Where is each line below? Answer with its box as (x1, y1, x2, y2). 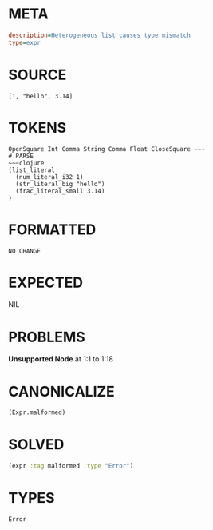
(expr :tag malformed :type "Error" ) (8, 462, 134, 470)
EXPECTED (8, 273, 84, 292)
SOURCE (8, 66, 67, 84)
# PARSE (8, 152, 34, 160)
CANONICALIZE (8, 382, 116, 400)
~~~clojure (8, 159, 45, 167)
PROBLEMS (8, 328, 85, 346)
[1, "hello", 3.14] (8, 92, 73, 100)
